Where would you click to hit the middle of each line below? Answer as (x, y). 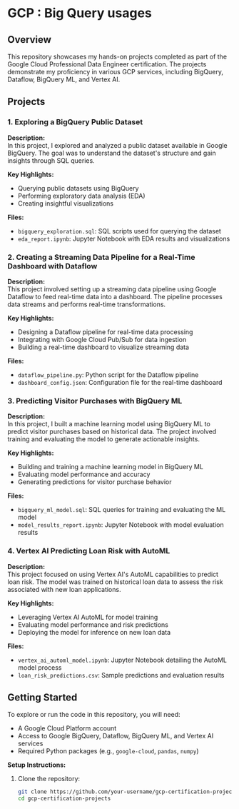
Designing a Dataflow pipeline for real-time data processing (105, 332)
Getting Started (42, 697)
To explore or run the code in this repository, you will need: (94, 715)
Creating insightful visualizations (66, 203)
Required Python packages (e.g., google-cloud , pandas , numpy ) (108, 751)
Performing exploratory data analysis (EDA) (81, 196)
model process (40, 667)
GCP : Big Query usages (80, 13)
